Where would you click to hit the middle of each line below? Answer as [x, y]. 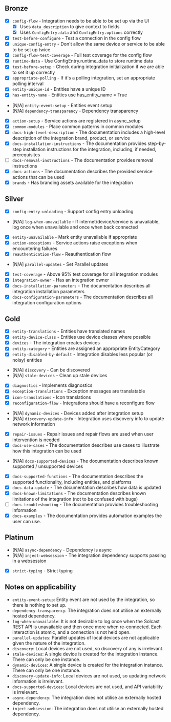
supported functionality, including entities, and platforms [72, 482]
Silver [14, 199]
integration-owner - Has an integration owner [61, 280]
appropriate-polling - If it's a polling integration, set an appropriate [84, 78]
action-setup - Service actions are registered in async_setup [77, 120]
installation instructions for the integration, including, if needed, [90, 149]
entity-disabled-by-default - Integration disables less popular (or [82, 354]
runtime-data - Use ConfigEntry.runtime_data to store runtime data [82, 61]
